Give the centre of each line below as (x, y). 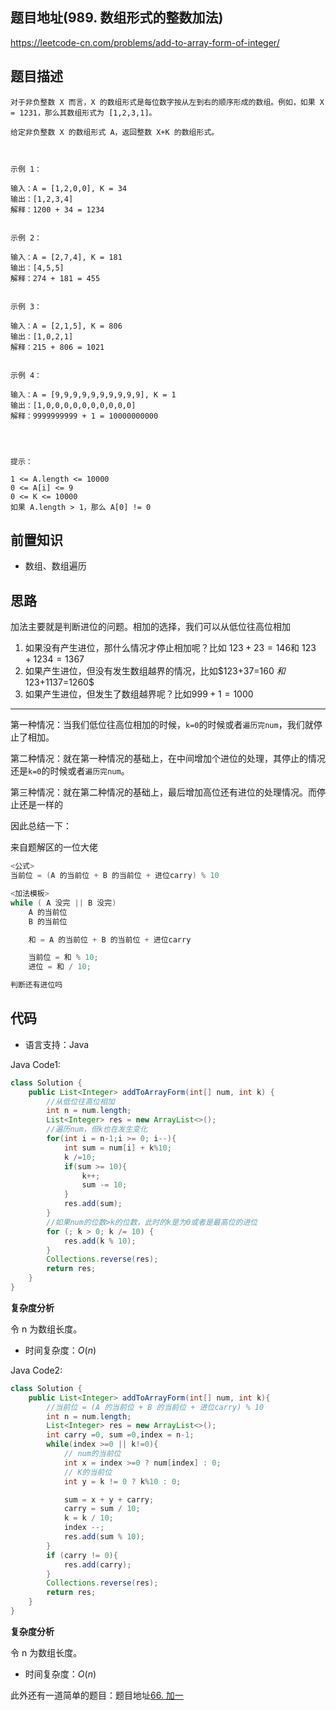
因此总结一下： (41, 826)
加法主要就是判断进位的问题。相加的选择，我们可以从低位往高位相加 (150, 627)
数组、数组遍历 (55, 566)
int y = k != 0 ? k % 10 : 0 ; (122, 1481)
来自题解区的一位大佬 (54, 847)
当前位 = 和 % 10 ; (63, 958)
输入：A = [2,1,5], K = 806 (66, 326)
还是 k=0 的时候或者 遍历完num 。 (70, 771)
